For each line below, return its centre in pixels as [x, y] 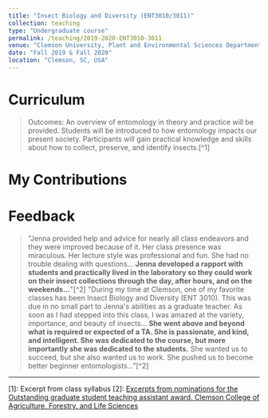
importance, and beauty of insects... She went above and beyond [136, 323]
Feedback [42, 216]
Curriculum [47, 100]
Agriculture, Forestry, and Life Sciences [73, 405]
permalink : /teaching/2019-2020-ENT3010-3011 [85, 38]
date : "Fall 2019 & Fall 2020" [60, 53]
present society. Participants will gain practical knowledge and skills [140, 139]
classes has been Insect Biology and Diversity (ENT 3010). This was [139, 297]
